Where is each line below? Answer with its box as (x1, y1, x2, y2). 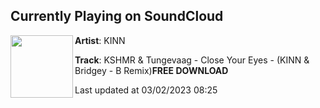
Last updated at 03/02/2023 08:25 (74, 84, 218, 96)
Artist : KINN (74, 34, 126, 46)
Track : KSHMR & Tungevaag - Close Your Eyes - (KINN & (74, 54, 310, 66)
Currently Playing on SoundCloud (10, 8, 224, 25)
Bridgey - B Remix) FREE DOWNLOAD (74, 64, 229, 76)
